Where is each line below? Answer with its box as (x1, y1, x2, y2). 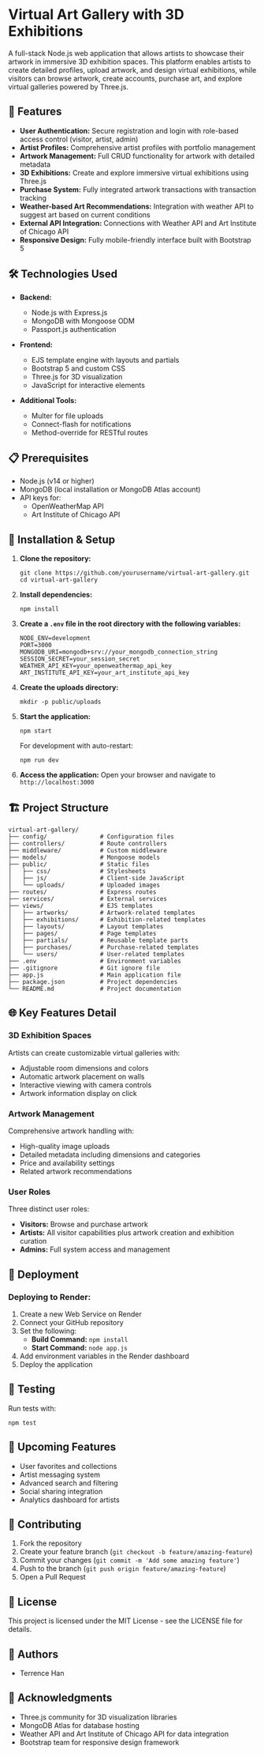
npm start (19, 727, 53, 736)
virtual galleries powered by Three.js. (8, 81, 128, 92)
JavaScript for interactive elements (31, 380, 146, 390)
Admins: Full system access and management (19, 1245, 171, 1254)
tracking (19, 193, 47, 202)
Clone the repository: (19, 554, 91, 563)
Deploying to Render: (8, 1291, 91, 1302)
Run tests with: (8, 1403, 57, 1413)
